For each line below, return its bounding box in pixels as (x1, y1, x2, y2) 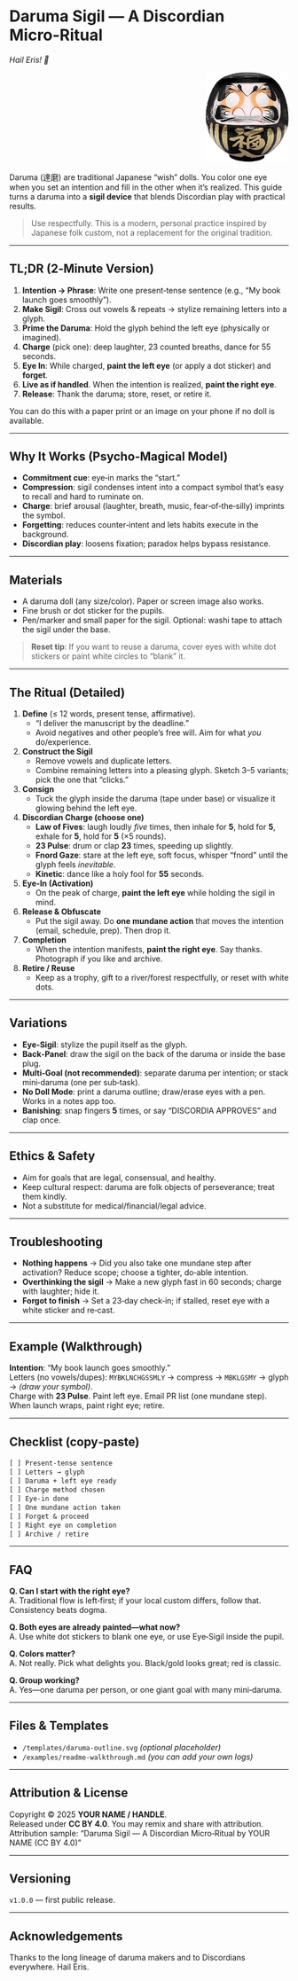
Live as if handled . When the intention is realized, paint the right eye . (21, 379, 277, 389)
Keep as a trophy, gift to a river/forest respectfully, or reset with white (35, 973, 289, 983)
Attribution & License (9, 1785, 129, 1801)
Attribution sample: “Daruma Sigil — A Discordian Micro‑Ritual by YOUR (9, 1828, 271, 1838)
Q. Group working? (9, 1674, 80, 1686)
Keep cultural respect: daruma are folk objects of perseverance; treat (21, 1181, 275, 1192)
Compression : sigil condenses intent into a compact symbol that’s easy (21, 482, 284, 493)
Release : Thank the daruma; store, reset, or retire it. (21, 388, 212, 399)
